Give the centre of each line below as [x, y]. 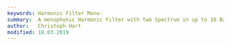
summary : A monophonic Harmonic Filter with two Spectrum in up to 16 [112, 20]
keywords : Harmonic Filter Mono [53, 13]
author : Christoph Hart [44, 26]
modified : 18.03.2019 [38, 32]
